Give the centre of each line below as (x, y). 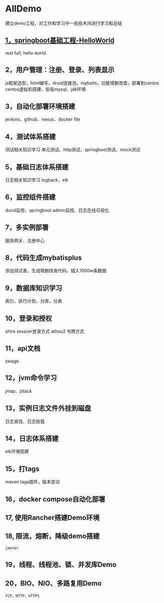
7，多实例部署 (27, 227)
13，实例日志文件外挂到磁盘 (48, 408)
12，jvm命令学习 (31, 378)
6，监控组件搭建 (30, 197)
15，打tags (22, 469)
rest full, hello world (25, 53)
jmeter (12, 548)
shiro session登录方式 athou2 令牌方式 (45, 331)
